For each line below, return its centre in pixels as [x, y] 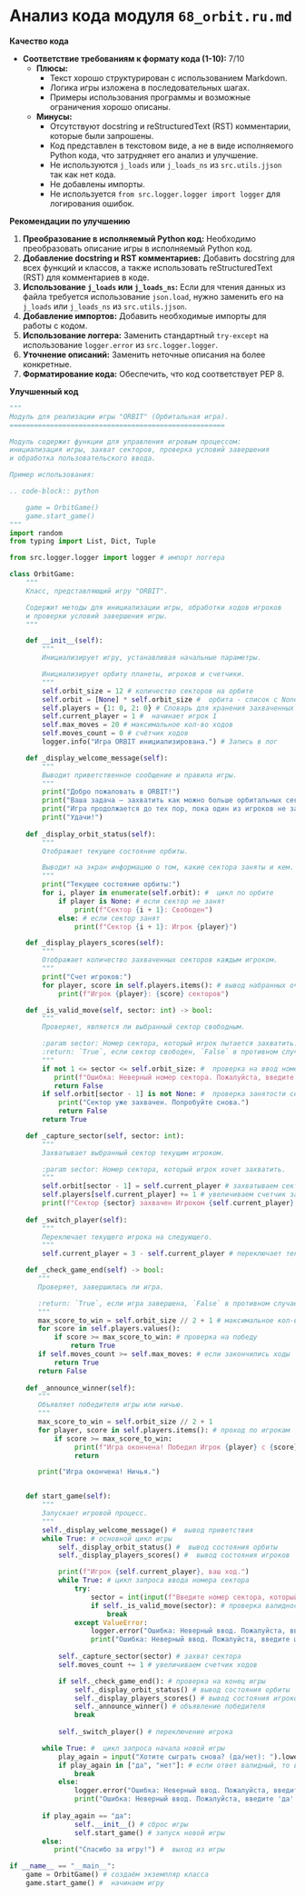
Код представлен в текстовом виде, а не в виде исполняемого [172, 145]
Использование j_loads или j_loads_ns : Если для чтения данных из [154, 286]
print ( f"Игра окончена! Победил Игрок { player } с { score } [186, 1447]
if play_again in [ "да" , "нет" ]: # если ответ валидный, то [174, 1765]
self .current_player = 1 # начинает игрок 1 [130, 716]
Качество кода [39, 41]
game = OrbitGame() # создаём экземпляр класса [117, 1875]
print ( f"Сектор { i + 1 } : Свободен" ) [143, 910]
